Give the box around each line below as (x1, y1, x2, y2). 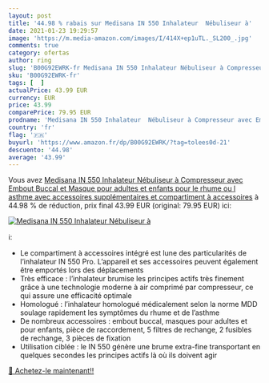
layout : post (8, 11, 52, 20)
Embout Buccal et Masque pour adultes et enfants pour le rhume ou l (8, 183, 236, 193)
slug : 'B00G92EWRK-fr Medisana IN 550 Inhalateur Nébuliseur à (8, 64, 224, 72)
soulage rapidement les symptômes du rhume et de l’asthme (19, 308, 220, 317)
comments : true (8, 42, 59, 50)
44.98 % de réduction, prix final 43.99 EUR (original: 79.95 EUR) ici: (8, 201, 232, 211)
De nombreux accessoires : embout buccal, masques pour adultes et (19, 316, 248, 326)
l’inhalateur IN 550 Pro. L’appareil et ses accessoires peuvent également (19, 257, 259, 267)
